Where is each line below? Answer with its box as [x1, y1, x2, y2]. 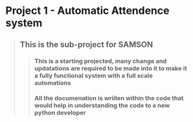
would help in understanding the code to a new [34, 102, 170, 110]
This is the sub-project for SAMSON [19, 40, 153, 49]
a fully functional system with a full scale [34, 71, 153, 80]
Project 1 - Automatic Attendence [5, 4, 170, 17]
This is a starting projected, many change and [34, 57, 167, 65]
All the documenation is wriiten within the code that [34, 94, 184, 102]
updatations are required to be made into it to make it [34, 64, 187, 72]
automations [34, 78, 71, 87]
